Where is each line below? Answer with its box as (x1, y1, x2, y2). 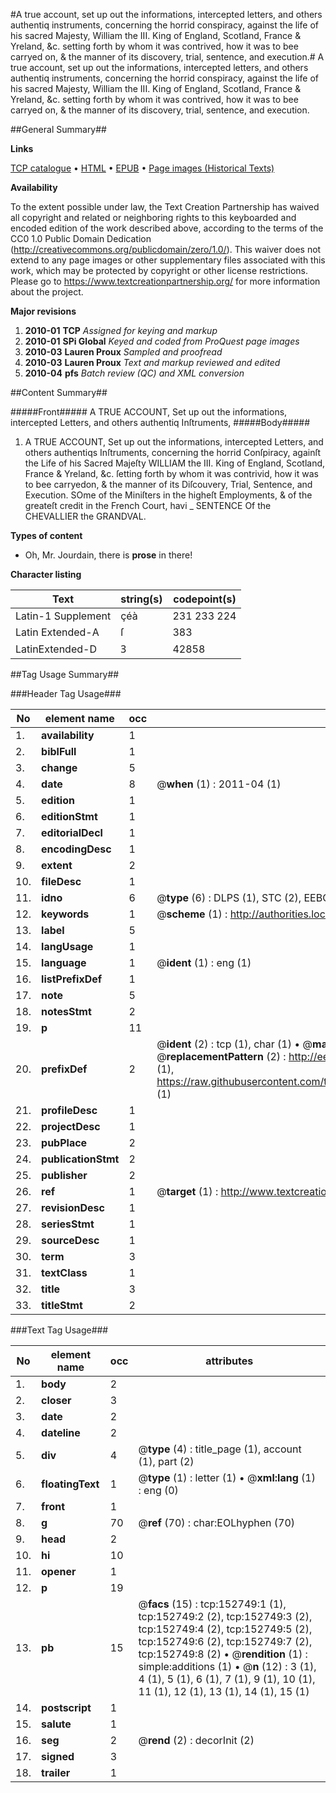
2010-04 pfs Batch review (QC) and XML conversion (24, 367, 245, 379)
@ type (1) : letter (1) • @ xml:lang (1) (138, 1471, 316, 1484)
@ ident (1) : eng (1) (156, 956, 252, 969)
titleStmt (41, 1299, 83, 1312)
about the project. (10, 286, 84, 298)
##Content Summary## (10, 387, 108, 398)
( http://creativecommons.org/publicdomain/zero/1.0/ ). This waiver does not (10, 244, 322, 255)
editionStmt (41, 810, 98, 823)
